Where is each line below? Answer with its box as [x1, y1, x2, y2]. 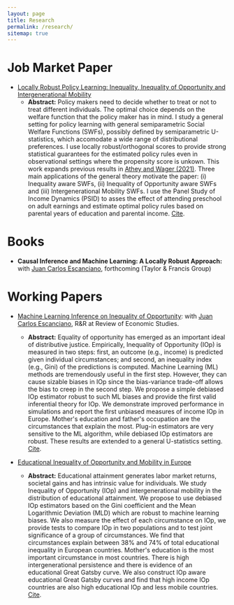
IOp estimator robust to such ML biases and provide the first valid [27, 392, 217, 401]
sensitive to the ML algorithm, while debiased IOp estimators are [27, 429, 213, 438]
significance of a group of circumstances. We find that [27, 531, 185, 539]
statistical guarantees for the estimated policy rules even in [27, 150, 198, 158]
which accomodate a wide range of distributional [57, 135, 198, 143]
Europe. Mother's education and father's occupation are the [27, 415, 200, 423]
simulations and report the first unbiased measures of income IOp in [27, 407, 224, 416]
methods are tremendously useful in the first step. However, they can [27, 370, 227, 378]
